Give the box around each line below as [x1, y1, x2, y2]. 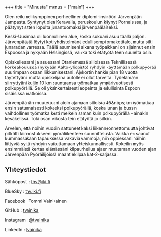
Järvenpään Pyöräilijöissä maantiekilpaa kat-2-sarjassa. [5, 151, 118, 157]
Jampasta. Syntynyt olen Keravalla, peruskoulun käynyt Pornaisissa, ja [5, 19, 148, 25]
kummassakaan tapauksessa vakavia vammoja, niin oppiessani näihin [5, 135, 146, 141]
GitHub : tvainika [5, 207, 39, 213]
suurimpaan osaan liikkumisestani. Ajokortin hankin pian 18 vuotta [5, 69, 138, 75]
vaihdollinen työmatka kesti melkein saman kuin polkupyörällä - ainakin [5, 110, 149, 116]
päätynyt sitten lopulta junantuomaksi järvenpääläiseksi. [5, 24, 119, 30]
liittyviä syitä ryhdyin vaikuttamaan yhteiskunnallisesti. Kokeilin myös [5, 141, 144, 147]
